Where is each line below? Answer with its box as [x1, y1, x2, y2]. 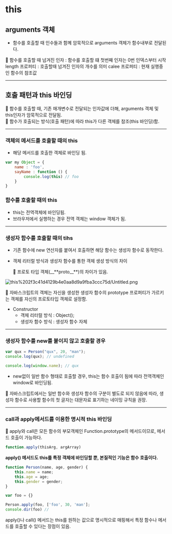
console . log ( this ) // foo [24, 174, 79, 179]
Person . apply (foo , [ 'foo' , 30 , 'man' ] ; [5, 502, 91, 507]
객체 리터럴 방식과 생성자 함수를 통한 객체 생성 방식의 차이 [12, 258, 128, 264]
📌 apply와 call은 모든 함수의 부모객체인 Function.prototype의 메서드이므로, [5, 428, 156, 434]
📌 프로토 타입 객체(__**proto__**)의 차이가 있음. [12, 268, 109, 274]
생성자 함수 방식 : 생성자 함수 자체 [20, 318, 88, 324]
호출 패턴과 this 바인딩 [5, 91, 72, 100]
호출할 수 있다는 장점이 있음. [14, 523, 71, 529]
